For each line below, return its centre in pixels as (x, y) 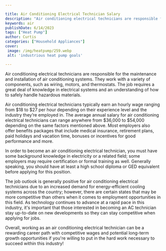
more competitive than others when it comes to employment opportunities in (83, 197)
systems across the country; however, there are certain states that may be (81, 192)
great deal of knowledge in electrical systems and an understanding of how (82, 89)
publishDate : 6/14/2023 (30, 28)
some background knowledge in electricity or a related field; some (73, 156)
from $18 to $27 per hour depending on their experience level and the (76, 110)
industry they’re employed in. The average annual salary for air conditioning (82, 115)
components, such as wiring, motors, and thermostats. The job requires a (80, 84)
